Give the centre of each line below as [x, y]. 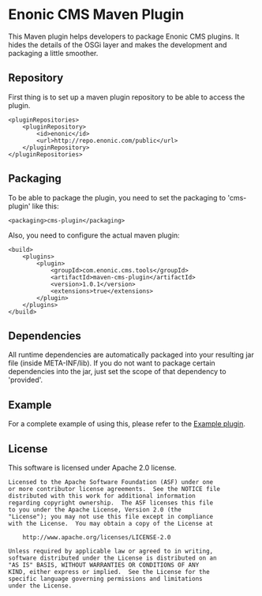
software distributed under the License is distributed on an [112, 558]
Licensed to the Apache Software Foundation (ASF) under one [111, 482]
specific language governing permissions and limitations [105, 579]
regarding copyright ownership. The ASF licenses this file [111, 503]
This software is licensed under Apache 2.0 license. [92, 468]
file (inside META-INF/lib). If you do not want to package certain [112, 363]
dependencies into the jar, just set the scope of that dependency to [117, 372]
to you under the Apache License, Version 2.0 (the [95, 510]
